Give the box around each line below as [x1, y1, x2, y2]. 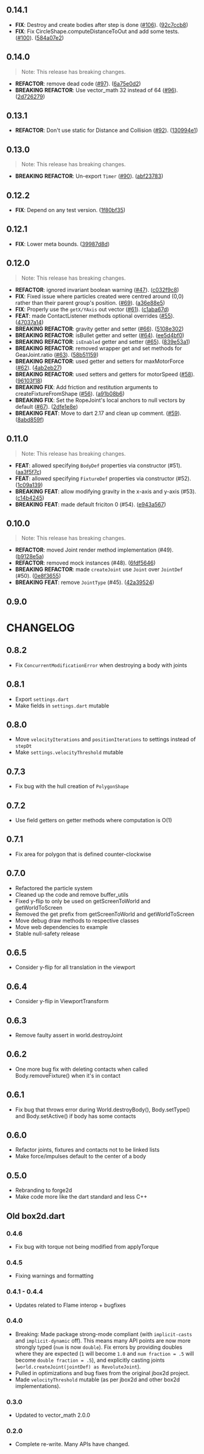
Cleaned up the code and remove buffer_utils [15, 891, 129, 898]
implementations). [15, 1382, 61, 1389]
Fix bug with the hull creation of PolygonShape [15, 783, 129, 790]
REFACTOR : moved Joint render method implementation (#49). [15, 546, 174, 553]
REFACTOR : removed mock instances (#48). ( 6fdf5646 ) [15, 559, 156, 567]
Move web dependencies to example [15, 923, 108, 930]
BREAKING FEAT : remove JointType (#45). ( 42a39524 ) [15, 579, 155, 586]
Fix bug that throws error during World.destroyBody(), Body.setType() [15, 1106, 191, 1113]
